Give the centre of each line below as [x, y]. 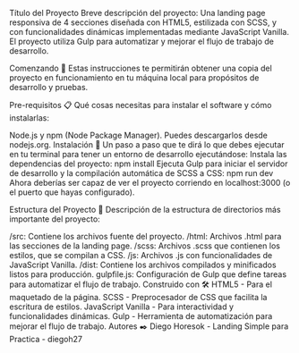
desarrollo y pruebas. [49, 87]
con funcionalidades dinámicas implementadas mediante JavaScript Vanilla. [149, 32]
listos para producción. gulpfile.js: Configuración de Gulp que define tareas [148, 274]
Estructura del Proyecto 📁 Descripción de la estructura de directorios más [145, 210]
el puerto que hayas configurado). [72, 192]
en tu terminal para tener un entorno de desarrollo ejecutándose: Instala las [148, 154]
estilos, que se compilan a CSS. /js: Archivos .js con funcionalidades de [141, 255]
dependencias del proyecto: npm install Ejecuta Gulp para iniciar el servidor [149, 164]
